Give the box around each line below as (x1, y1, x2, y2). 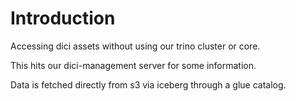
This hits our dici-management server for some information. (10, 59, 257, 71)
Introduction (10, 7, 116, 30)
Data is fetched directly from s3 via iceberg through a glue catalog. (10, 78, 287, 91)
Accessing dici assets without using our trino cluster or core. (10, 40, 261, 52)
